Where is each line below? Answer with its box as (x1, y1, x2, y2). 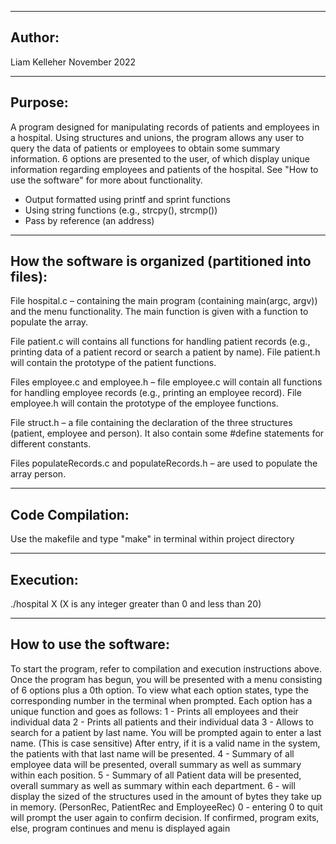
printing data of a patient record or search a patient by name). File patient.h (10, 346, 321, 358)
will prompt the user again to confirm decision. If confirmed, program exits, (10, 811, 320, 823)
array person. (10, 468, 67, 480)
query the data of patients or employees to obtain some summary (10, 142, 281, 154)
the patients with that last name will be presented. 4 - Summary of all (10, 747, 295, 760)
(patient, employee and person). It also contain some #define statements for (10, 427, 325, 440)
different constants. (10, 438, 92, 450)
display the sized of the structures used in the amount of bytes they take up (10, 790, 322, 802)
